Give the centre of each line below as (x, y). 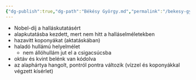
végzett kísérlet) (34, 71)
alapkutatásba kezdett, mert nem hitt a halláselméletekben (84, 34)
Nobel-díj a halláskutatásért (47, 28)
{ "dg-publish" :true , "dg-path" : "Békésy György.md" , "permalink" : (84, 11)
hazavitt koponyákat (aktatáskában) (57, 40)
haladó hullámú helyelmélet (47, 46)
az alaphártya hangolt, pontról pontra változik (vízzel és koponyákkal (97, 65)
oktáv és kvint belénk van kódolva (55, 59)
